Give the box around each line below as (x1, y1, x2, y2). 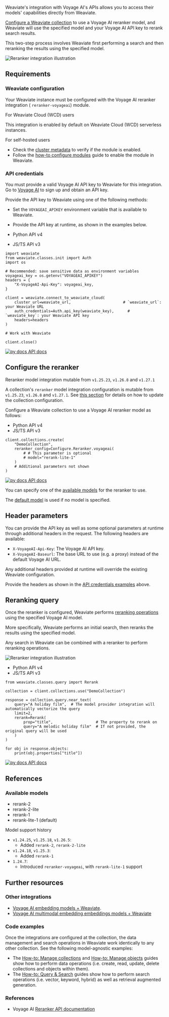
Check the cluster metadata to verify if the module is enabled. (12, 146, 142, 152)
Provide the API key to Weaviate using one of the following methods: (5, 196, 148, 202)
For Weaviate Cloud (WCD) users (5, 111, 74, 118)
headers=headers (14, 317, 49, 322)
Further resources (5, 878, 64, 887)
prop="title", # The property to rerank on (23, 720, 157, 725)
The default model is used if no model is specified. (5, 497, 111, 503)
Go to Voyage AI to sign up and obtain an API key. (5, 187, 109, 193)
